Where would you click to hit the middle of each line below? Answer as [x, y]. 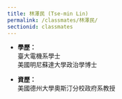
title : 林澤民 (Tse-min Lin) [48, 14]
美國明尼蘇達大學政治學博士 [57, 65]
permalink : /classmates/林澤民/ [53, 20]
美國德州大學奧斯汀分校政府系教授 [66, 89]
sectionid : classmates [40, 26]
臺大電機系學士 [39, 56]
